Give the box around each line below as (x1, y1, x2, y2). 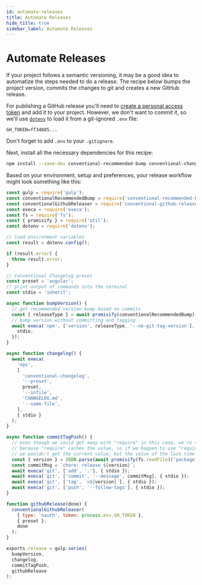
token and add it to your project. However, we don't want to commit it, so (6, 109, 186, 116)
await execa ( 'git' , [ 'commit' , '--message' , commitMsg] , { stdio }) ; (11, 474, 189, 480)
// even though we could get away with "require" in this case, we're (11, 440, 192, 446)
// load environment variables (6, 234, 85, 240)
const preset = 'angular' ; (6, 278, 74, 284)
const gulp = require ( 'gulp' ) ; (6, 190, 85, 196)
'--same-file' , (22, 401, 61, 407)
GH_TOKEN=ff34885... (6, 127, 58, 133)
